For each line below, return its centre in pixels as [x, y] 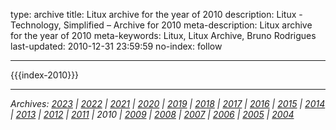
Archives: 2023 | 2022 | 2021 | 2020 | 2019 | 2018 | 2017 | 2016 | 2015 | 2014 [168, 103]
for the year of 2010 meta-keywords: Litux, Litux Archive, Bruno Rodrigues [163, 35]
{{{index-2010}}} [45, 75]
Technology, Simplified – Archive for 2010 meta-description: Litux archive [161, 25]
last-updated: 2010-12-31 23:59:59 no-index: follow [116, 46]
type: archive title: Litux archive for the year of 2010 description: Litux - [156, 14]
